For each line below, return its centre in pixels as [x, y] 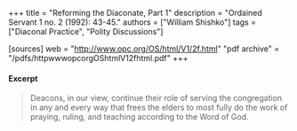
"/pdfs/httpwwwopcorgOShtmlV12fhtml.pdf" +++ [98, 58]
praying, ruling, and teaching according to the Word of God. [140, 117]
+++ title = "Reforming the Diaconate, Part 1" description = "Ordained [136, 13]
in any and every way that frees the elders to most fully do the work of [159, 108]
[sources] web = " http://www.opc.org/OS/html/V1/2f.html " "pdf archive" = [144, 49]
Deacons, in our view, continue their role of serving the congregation [156, 98]
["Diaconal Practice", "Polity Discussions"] [86, 31]
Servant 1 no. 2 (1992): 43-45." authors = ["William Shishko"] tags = [132, 22]
